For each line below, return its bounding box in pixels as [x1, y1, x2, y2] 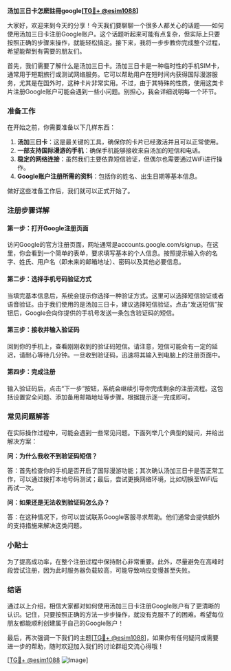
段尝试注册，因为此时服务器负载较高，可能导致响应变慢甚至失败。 [7, 566, 194, 574]
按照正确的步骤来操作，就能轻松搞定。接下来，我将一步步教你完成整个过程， [7, 38, 224, 47]
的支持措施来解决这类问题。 [7, 522, 86, 530]
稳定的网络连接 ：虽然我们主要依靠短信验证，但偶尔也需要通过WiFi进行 [16, 155, 217, 164]
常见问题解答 [7, 412, 50, 421]
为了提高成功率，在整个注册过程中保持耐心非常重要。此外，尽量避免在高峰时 [7, 557, 224, 566]
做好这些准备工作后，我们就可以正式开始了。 [7, 187, 134, 195]
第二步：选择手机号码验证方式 [7, 275, 91, 283]
